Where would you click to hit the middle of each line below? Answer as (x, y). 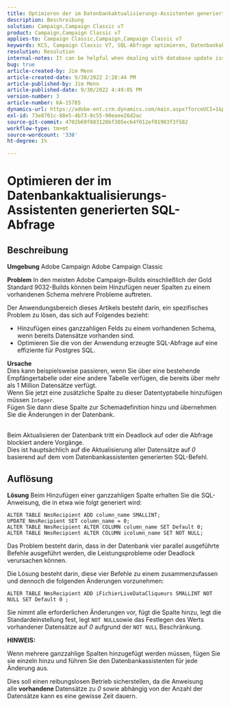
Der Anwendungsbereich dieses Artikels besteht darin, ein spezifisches (108, 308)
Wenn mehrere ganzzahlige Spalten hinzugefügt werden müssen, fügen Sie (114, 653)
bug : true (21, 65)
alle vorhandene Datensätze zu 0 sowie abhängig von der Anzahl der (105, 688)
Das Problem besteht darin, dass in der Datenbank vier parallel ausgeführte (113, 546)
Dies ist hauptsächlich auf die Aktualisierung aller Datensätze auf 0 (102, 450)
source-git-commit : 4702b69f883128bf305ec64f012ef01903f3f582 (98, 122)
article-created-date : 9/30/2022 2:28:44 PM (72, 77)
